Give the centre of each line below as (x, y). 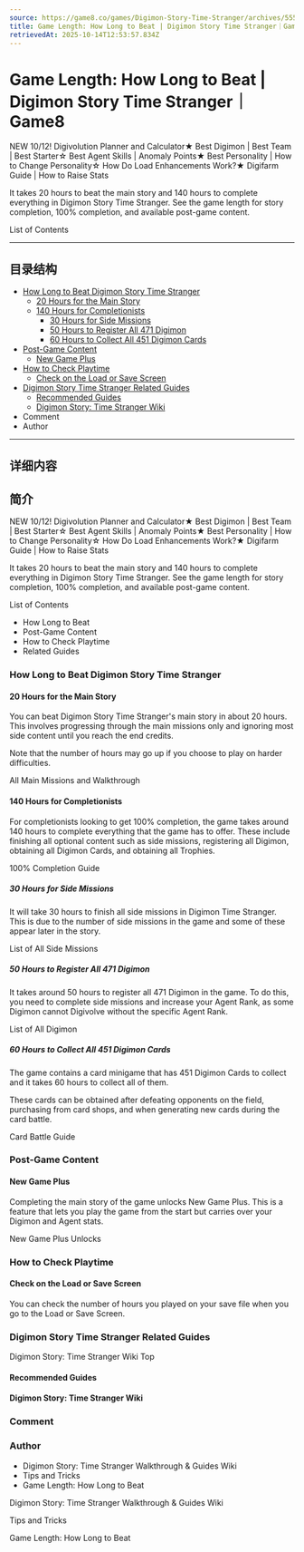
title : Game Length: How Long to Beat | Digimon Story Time (125, 26)
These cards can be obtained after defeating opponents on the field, (137, 1100)
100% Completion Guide (55, 868)
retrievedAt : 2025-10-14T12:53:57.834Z (85, 34)
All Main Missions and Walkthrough (75, 781)
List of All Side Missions (54, 948)
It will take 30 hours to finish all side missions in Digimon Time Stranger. (143, 911)
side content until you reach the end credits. (91, 736)
